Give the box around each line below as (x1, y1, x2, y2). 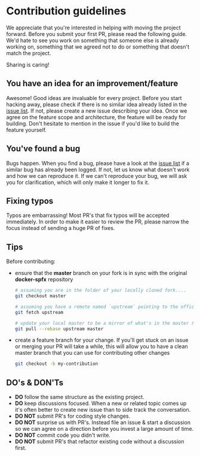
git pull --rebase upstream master (14, 325, 104, 332)
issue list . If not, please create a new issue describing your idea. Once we (6, 107, 187, 114)
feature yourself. (6, 126, 47, 133)
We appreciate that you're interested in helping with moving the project (6, 24, 181, 31)
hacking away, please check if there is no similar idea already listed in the (6, 101, 187, 108)
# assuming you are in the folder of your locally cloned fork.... (14, 288, 186, 294)
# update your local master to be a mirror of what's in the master (14, 320, 189, 326)
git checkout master (14, 293, 66, 299)
